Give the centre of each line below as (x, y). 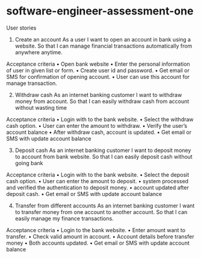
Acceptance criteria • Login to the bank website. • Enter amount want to (96, 230)
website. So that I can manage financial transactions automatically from (104, 46)
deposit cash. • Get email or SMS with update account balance (84, 193)
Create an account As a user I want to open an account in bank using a (103, 39)
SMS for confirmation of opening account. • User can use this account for (98, 77)
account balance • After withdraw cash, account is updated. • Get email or (99, 132)
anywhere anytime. (39, 52)
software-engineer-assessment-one (100, 11)
